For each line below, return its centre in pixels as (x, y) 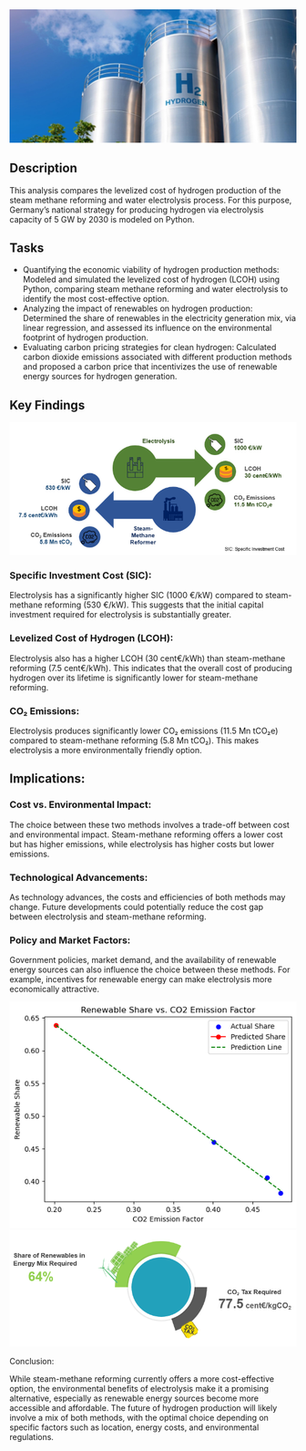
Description (43, 168)
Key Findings (47, 405)
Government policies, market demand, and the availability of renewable (143, 960)
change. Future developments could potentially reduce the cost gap (137, 907)
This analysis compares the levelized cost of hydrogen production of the (145, 190)
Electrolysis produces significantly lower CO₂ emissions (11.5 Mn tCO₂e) (144, 731)
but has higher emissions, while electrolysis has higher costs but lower (142, 844)
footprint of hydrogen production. (85, 337)
